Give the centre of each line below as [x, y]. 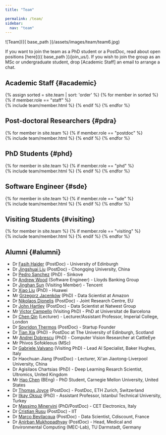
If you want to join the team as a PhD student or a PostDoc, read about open [83, 52]
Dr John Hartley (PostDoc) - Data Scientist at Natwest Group [74, 306]
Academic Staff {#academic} [51, 83]
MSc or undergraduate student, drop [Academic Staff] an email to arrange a [83, 62]
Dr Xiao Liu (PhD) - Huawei [40, 290]
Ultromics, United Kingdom [40, 375]
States [19, 385]
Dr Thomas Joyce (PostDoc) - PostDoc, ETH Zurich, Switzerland [78, 390]
